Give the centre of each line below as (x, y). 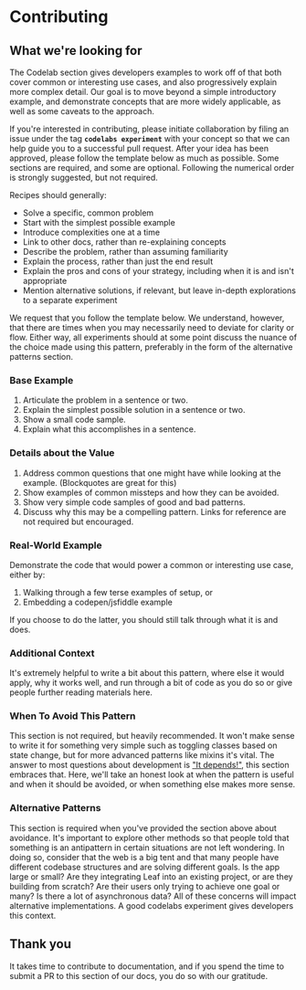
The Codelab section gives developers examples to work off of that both (146, 72)
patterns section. (42, 357)
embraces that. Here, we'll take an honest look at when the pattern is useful (152, 774)
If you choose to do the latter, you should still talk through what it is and (144, 619)
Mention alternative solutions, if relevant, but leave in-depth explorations (159, 290)
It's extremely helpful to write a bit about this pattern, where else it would (147, 673)
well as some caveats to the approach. (82, 111)
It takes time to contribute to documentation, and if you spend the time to (147, 966)
